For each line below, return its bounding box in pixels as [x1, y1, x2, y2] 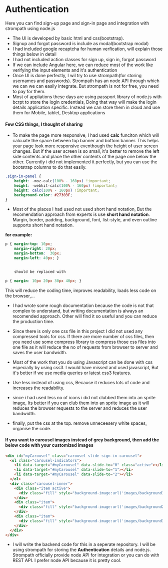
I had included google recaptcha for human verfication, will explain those [12, 46, 163, 52]
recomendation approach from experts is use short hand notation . [12, 211, 150, 217]
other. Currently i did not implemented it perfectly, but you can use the [12, 159, 157, 165]
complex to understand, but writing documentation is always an [12, 308, 143, 314]
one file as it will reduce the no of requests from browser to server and [12, 344, 158, 350]
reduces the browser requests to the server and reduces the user [12, 405, 147, 411]
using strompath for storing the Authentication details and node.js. [12, 547, 151, 553]
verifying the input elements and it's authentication [12, 67, 117, 73]
